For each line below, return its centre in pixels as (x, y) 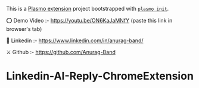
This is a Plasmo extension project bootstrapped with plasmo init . (88, 9)
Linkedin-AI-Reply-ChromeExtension (100, 76)
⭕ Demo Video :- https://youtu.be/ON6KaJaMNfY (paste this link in (89, 21)
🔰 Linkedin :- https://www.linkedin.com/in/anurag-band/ (75, 40)
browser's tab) (24, 29)
